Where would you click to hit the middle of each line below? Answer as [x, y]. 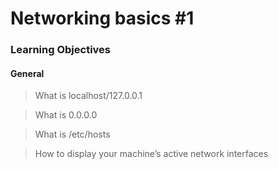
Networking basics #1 [102, 18]
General [27, 73]
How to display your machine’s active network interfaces [151, 154]
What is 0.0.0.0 [66, 115]
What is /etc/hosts [72, 134]
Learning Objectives [61, 50]
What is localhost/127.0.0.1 [88, 96]
